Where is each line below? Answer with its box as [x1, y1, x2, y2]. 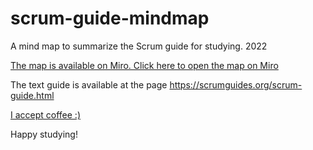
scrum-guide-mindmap [10, 7, 210, 30]
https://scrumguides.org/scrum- [169, 78, 303, 91]
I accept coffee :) [10, 108, 82, 121]
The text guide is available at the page [10, 78, 168, 91]
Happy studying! [10, 128, 78, 140]
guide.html [10, 89, 55, 101]
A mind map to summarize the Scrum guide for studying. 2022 [10, 40, 268, 52]
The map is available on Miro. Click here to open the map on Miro [10, 59, 279, 71]
